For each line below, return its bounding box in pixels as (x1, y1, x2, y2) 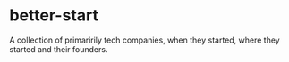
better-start (9, 5, 98, 26)
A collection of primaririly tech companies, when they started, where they (9, 35, 280, 45)
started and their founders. (9, 43, 108, 54)
